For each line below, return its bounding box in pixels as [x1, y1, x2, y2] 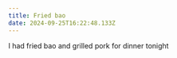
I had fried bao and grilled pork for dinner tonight [8, 41, 169, 50]
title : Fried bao [8, 11, 66, 20]
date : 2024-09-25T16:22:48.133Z [8, 19, 116, 27]
